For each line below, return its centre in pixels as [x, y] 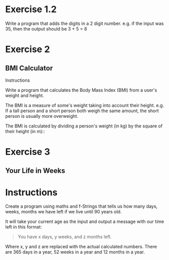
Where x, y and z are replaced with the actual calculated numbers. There [81, 247]
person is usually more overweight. [42, 116]
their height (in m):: [25, 131]
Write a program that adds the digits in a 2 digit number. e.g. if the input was [85, 23]
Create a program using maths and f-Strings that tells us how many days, [81, 206]
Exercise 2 [28, 50]
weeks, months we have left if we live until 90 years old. [64, 212]
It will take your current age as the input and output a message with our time [85, 221]
